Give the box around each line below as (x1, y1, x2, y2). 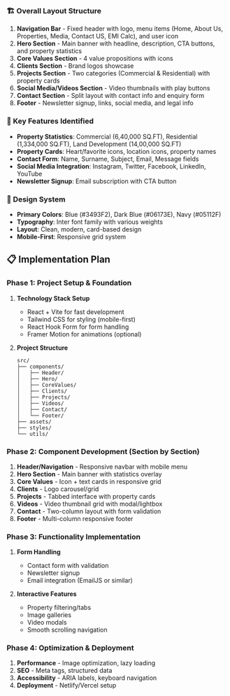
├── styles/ (16, 424, 52, 432)
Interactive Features (16, 590, 78, 598)
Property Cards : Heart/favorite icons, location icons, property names (16, 147, 217, 155)
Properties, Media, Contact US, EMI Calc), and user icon (16, 32, 179, 41)
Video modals (27, 618, 67, 627)
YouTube (16, 169, 43, 178)
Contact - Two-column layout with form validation (16, 506, 161, 516)
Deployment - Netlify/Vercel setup (16, 681, 117, 690)
